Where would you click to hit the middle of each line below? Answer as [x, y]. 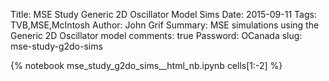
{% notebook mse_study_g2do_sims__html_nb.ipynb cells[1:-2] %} [146, 65]
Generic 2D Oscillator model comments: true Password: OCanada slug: [156, 35]
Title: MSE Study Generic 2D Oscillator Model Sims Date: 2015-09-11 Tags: [163, 14]
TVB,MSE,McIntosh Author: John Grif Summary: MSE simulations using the [165, 25]
